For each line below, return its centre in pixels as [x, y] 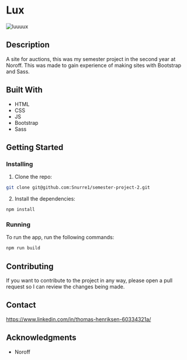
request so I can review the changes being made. [65, 286]
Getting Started [35, 147]
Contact [21, 305]
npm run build [23, 248]
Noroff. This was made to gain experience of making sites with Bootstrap [94, 65]
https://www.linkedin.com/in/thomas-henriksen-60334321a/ [79, 319]
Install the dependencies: [45, 199]
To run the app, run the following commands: [60, 237]
